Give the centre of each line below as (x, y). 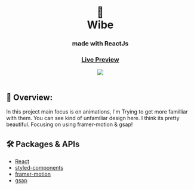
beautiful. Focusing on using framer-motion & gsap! (70, 124)
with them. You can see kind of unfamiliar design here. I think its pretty (93, 118)
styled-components (39, 168)
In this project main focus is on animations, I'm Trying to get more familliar (97, 112)
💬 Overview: (29, 97)
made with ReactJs (100, 44)
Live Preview (100, 60)
